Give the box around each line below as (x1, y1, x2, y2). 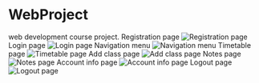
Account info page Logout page (56, 57, 233, 67)
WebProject (8, 6, 89, 24)
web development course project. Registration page (8, 32, 180, 41)
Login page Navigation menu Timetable (8, 40, 251, 49)
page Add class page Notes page (8, 49, 242, 58)
